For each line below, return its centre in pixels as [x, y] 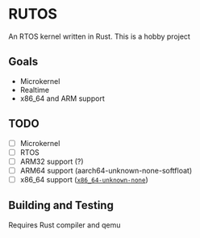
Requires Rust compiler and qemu [65, 225]
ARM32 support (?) [52, 161]
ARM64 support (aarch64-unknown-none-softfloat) [106, 170]
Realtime [35, 90]
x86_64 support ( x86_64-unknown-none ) [84, 179]
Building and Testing [61, 205]
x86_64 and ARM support [62, 98]
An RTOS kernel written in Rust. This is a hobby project [100, 36]
